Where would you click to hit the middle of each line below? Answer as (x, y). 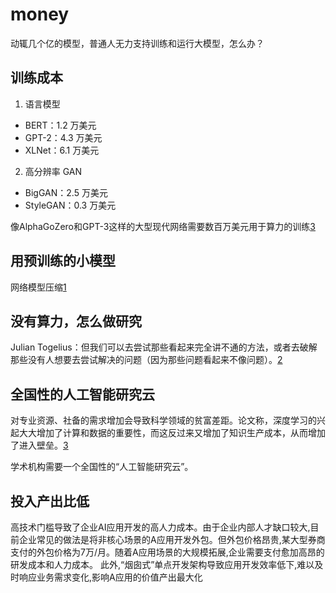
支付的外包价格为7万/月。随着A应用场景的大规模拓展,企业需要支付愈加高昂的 (167, 552)
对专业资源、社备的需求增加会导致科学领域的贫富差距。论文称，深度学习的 (163, 420)
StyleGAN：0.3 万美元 (70, 205)
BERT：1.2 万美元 (60, 125)
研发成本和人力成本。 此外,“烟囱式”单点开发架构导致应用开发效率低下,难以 (162, 564)
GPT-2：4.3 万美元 (63, 137)
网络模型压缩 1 (38, 287)
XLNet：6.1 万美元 (62, 150)
